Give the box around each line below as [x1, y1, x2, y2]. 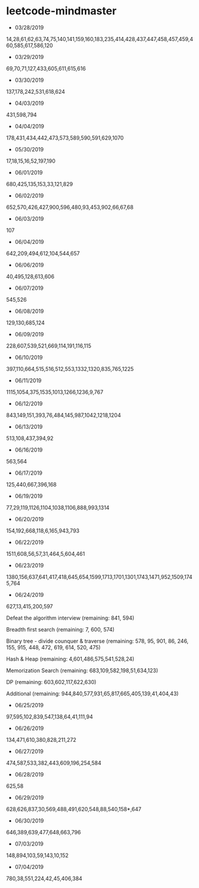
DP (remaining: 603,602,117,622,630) [6, 678, 97, 685]
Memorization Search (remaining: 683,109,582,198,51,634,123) [6, 667, 158, 674]
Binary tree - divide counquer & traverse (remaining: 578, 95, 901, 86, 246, [6, 637, 189, 645]
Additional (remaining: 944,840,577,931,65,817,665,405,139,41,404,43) [6, 690, 179, 697]
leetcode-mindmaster [6, 4, 117, 18]
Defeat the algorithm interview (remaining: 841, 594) [6, 614, 135, 621]
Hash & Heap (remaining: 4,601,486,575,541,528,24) [6, 655, 135, 663]
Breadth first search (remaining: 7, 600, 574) [6, 626, 115, 633]
